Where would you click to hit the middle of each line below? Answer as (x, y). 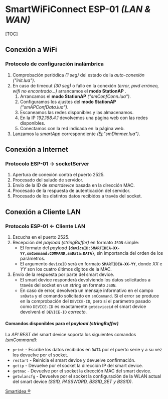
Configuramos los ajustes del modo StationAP (68, 102)
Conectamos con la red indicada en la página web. (72, 128)
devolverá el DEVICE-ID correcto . (53, 312)
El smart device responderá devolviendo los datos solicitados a (85, 280)
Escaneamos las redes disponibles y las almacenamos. (77, 112)
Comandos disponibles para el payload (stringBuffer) (62, 323)
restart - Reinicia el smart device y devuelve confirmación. (74, 360)
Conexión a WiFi (31, 49)
